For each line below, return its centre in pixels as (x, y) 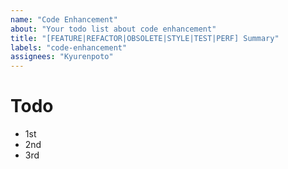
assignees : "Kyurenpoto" (62, 57)
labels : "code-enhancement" (69, 47)
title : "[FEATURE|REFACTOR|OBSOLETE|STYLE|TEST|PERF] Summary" (145, 38)
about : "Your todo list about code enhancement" (113, 29)
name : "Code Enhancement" (64, 19)
